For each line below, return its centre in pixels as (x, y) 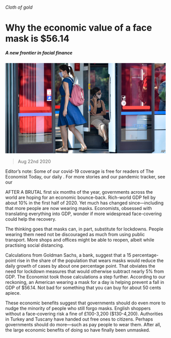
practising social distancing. (35, 245)
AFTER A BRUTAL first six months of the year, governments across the (79, 192)
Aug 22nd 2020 (34, 162)
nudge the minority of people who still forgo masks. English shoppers (78, 308)
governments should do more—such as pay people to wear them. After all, (83, 325)
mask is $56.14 (37, 38)
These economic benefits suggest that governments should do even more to (85, 303)
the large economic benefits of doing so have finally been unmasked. (78, 330)
